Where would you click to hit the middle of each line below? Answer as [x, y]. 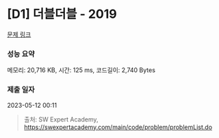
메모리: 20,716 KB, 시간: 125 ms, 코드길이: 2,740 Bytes [81, 70]
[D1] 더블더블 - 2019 [62, 14]
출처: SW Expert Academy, [61, 119]
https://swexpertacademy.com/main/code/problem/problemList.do [118, 127]
